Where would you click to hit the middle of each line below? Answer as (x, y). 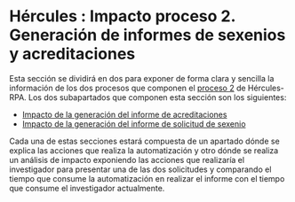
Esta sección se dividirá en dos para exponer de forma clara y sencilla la (142, 78)
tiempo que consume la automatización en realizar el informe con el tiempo (147, 178)
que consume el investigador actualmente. (87, 188)
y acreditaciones (72, 54)
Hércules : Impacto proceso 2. (122, 16)
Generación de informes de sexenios (147, 35)
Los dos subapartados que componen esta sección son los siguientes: (157, 97)
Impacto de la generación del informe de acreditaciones (124, 114)
